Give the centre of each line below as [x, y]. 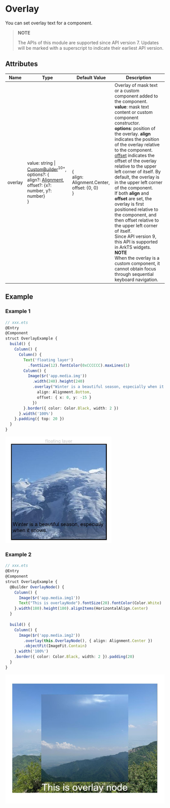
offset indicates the [135, 155]
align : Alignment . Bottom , [65, 392]
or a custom [127, 90]
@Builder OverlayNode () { [37, 587]
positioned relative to [136, 209]
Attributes [22, 64]
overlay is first [129, 204]
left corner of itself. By [138, 171]
